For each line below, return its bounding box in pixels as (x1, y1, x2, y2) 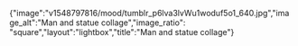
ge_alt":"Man (9, 17, 59, 28)
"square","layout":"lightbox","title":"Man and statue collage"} (9, 27, 235, 37)
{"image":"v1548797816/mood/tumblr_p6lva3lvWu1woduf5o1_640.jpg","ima (9, 8, 290, 18)
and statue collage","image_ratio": (59, 17, 186, 28)
